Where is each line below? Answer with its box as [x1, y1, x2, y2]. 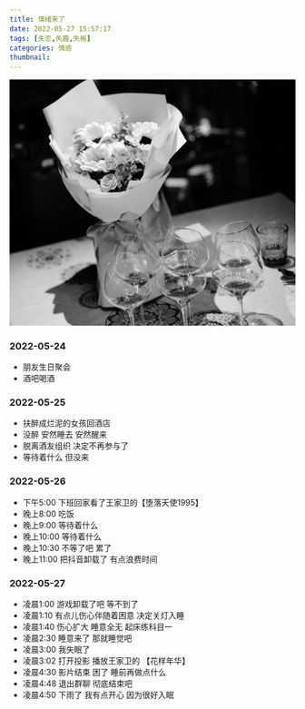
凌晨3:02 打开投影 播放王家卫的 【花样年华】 [22, 655, 191, 666]
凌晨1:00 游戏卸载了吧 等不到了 [22, 598, 139, 609]
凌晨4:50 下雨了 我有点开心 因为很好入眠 [22, 689, 174, 700]
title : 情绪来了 [9, 15, 65, 24]
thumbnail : [9, 53, 51, 63]
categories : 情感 [9, 44, 73, 53]
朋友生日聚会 [22, 361, 71, 372]
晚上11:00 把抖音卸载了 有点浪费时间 [22, 554, 158, 565]
